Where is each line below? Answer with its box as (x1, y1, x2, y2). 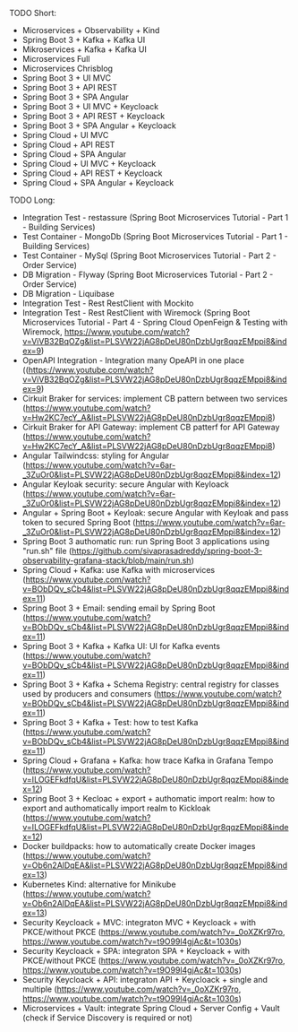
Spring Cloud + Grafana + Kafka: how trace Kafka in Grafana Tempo (21, 755, 274, 766)
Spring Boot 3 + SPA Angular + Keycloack (21, 120, 176, 131)
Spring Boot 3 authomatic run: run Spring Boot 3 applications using (21, 536, 270, 546)
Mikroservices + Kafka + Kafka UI (21, 44, 148, 55)
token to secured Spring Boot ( (21, 517, 136, 527)
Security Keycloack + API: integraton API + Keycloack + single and (21, 975, 268, 984)
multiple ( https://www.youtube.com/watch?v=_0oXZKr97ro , (21, 984, 242, 994)
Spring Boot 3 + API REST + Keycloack (21, 111, 166, 121)
